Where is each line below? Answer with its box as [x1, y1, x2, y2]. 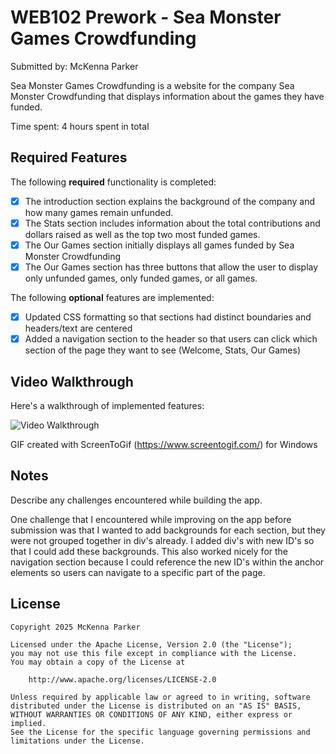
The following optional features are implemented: [10, 292, 215, 303]
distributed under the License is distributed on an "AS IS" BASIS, [10, 701, 302, 711]
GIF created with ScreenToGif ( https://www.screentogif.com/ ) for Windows [10, 438, 318, 450]
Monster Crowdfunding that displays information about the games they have [10, 90, 325, 102]
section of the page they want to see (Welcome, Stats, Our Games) [24, 344, 301, 356]
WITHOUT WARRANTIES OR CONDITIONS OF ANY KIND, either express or [10, 709, 293, 720]
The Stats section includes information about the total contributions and [24, 217, 321, 229]
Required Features [10, 149, 128, 166]
